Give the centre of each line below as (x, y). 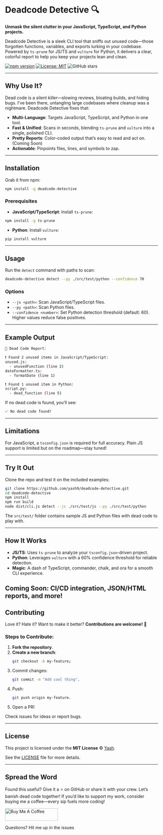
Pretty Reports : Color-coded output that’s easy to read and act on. (79, 138)
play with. (15, 521)
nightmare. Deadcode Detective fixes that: (47, 108)
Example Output (30, 337)
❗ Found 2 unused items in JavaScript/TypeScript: (57, 358)
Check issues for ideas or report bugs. (43, 716)
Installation (22, 168)
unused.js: (16, 362)
